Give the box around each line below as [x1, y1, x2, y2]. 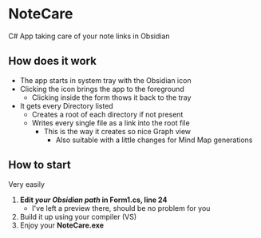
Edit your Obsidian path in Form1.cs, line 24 [19, 195, 168, 204]
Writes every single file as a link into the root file [31, 117, 190, 128]
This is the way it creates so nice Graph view [43, 126, 192, 136]
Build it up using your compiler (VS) [19, 212, 137, 221]
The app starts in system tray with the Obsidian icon [19, 75, 192, 85]
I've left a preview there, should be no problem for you [31, 203, 211, 212]
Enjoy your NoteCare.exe [19, 220, 104, 230]
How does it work [8, 54, 97, 68]
